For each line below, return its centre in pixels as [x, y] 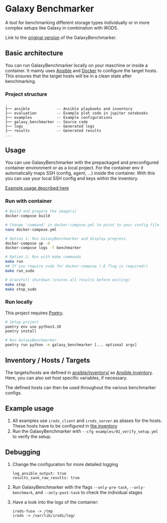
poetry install [21, 331]
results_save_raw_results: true [46, 478]
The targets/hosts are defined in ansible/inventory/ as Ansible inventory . [79, 372]
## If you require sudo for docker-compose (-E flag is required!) [77, 266]
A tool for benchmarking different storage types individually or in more [77, 22]
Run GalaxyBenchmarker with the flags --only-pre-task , [70, 487]
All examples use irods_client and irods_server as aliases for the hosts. [87, 421]
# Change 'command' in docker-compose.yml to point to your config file [82, 225]
